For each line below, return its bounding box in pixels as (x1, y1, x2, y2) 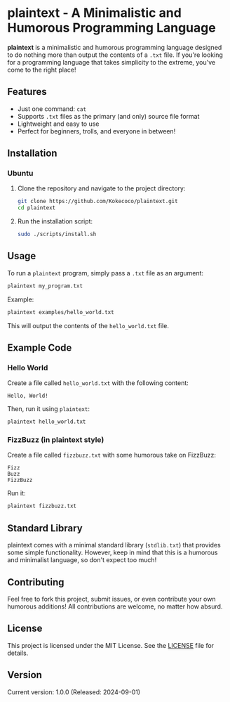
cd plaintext (17, 204, 56, 212)
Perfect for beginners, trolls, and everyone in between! (17, 126, 176, 135)
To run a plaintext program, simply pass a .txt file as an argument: (7, 268, 204, 277)
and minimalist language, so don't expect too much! (7, 556, 157, 564)
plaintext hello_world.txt (7, 418, 86, 426)
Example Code (7, 342, 72, 354)
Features (7, 86, 47, 98)
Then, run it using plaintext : (7, 405, 90, 413)
